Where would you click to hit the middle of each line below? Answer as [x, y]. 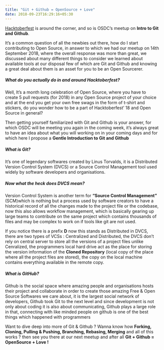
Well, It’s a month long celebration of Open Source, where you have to [76, 92]
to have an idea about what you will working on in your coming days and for [82, 133]
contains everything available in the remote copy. [55, 262]
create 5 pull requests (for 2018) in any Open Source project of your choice [81, 97]
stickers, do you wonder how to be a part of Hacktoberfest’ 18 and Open [78, 108]
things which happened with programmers [48, 317]
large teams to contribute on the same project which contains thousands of [81, 216]
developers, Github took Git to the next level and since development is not [80, 302]
